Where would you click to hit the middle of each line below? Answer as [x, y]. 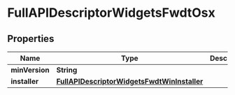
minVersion [30, 70]
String [67, 70]
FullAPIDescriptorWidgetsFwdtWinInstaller [130, 81]
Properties [31, 39]
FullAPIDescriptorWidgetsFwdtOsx [111, 13]
